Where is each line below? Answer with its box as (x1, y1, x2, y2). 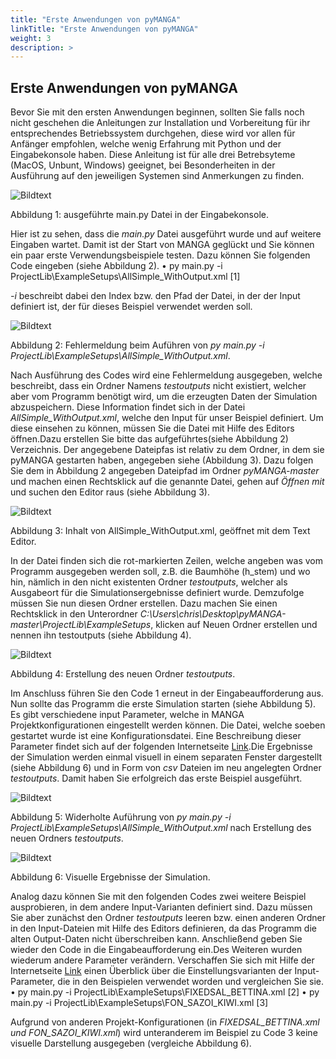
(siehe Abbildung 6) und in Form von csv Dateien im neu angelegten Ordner (10, 762, 322, 774)
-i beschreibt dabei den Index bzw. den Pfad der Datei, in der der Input (10, 290, 301, 302)
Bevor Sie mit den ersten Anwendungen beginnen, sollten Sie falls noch (10, 106, 305, 118)
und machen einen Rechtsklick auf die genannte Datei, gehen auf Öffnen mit (10, 476, 325, 488)
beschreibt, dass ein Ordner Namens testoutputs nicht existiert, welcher (10, 380, 307, 392)
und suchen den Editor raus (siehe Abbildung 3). (10, 486, 210, 498)
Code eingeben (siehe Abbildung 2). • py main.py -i (10, 260, 223, 272)
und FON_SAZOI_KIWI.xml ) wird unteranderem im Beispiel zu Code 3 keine (10, 1027, 318, 1039)
